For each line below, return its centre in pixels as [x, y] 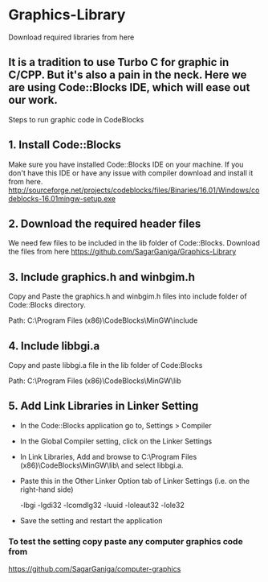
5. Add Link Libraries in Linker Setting [104, 406]
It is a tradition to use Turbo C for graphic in [119, 62]
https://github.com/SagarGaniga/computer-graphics [95, 569]
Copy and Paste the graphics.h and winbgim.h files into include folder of [128, 296]
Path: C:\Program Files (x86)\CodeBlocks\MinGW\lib [95, 381]
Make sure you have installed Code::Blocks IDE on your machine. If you [126, 164]
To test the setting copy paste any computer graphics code [126, 541]
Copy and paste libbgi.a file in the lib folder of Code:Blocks [106, 365]
